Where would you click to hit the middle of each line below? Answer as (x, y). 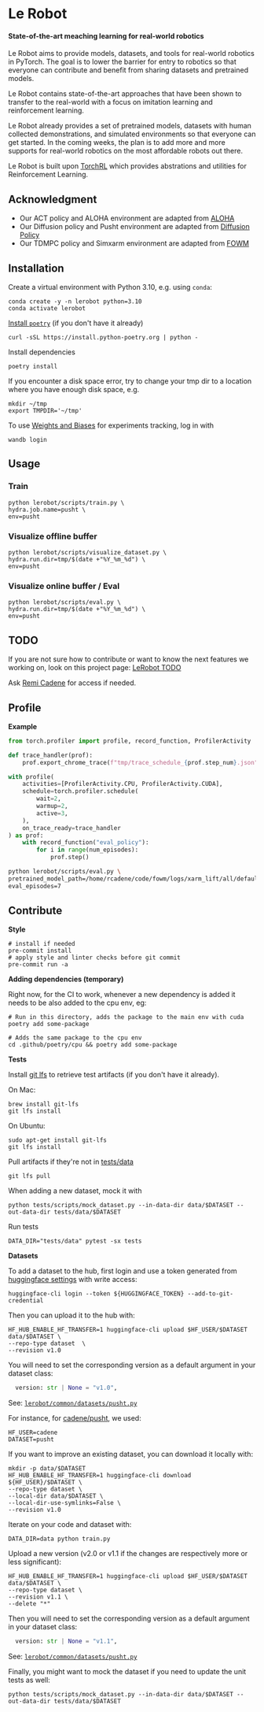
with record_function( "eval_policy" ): (86, 843)
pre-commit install (40, 951)
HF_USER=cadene (33, 1433)
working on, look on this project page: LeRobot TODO (95, 668)
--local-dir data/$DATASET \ (56, 1496)
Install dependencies (42, 352)
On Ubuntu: (27, 1126)
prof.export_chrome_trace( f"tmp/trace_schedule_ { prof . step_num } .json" (140, 762)
